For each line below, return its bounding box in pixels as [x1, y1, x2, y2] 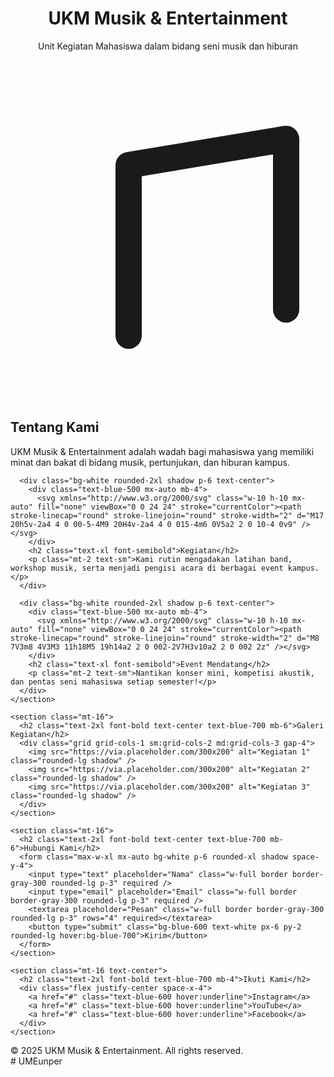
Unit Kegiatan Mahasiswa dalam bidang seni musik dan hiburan [38, 40, 298, 52]
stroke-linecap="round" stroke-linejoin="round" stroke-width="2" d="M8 [10, 633, 320, 643]
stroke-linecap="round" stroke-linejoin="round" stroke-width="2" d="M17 [10, 510, 325, 521]
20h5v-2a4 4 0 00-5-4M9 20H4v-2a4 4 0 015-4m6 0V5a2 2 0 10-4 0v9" [10, 519, 298, 529]
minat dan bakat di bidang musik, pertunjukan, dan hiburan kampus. [10, 456, 291, 468]
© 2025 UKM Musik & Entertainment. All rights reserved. [10, 1044, 244, 1056]
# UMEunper [10, 1055, 63, 1067]
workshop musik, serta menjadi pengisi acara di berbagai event [10, 563, 284, 573]
